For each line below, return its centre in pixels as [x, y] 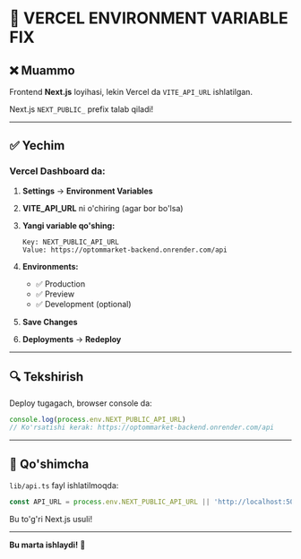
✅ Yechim [37, 146]
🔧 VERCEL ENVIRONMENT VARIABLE [149, 18]
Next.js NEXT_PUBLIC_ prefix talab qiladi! [82, 109]
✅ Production [60, 284]
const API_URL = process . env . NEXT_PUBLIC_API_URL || [110, 502]
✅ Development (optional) [83, 304]
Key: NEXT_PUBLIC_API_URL [70, 242]
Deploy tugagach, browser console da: [81, 403]
